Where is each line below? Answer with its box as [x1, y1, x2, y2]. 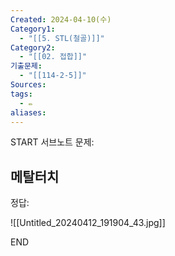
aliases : [10, 107, 47, 118]
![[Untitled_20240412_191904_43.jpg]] [10, 217, 166, 229]
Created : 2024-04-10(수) [10, 14, 112, 25]
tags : [10, 89, 33, 99]
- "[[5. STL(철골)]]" [19, 33, 105, 43]
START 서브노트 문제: [10, 136, 95, 148]
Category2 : [10, 42, 56, 53]
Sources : [10, 80, 47, 90]
